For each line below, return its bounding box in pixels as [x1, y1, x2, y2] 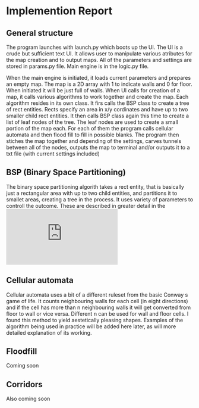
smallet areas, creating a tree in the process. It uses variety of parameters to [6, 195, 194, 203]
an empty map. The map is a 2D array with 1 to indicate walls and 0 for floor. [6, 80, 192, 88]
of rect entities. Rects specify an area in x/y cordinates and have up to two [6, 106, 188, 113]
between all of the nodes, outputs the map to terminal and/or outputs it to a [6, 144, 190, 151]
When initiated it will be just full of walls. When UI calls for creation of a [6, 87, 180, 94]
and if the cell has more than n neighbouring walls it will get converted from [6, 304, 191, 311]
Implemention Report [6, 4, 113, 18]
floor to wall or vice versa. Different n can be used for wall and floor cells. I [6, 310, 189, 317]
